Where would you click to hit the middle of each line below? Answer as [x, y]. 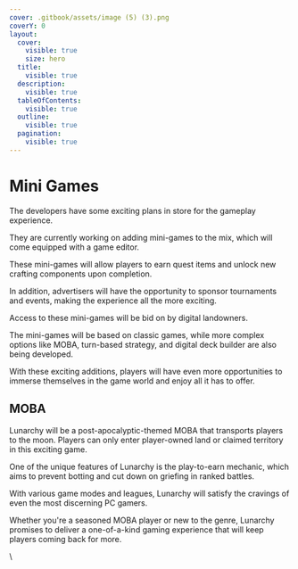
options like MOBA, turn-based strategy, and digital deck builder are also [143, 344]
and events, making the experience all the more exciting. [113, 301]
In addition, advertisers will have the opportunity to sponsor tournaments [143, 291]
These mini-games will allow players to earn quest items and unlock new [143, 264]
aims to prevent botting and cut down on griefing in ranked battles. [132, 476]
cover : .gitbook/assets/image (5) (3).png [89, 17]
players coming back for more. [66, 539]
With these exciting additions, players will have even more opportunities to [146, 371]
